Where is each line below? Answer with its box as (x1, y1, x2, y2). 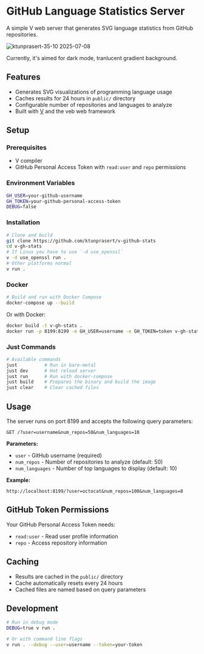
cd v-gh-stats (6, 243, 42, 250)
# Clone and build (6, 232, 53, 238)
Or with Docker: (6, 311, 46, 318)
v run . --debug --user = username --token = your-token (6, 642, 143, 648)
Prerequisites (6, 143, 47, 152)
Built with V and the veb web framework (15, 108, 116, 115)
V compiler (15, 157, 42, 165)
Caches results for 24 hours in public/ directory (15, 94, 136, 102)
